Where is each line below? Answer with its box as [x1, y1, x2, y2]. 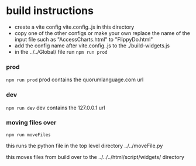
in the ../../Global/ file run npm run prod [14, 48, 108, 55]
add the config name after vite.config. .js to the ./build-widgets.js [14, 42, 170, 49]
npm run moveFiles [6, 132, 51, 138]
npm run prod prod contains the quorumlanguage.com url [6, 76, 144, 83]
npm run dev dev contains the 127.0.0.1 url [6, 104, 105, 111]
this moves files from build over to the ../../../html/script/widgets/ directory [6, 153, 184, 160]
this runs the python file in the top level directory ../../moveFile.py [6, 142, 163, 149]
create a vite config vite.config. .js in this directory [14, 23, 135, 30]
